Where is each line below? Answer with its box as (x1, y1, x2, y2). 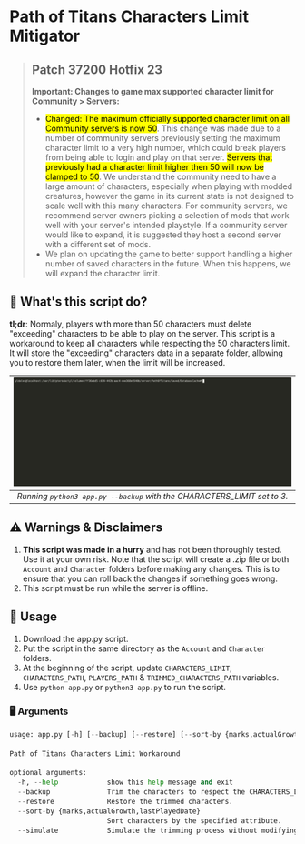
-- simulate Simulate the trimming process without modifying (17, 826, 299, 835)
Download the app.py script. (22, 633, 129, 644)
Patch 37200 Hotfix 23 (31, 62, 163, 77)
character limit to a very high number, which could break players (44, 143, 286, 153)
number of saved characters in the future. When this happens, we (44, 258, 292, 269)
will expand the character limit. (44, 268, 161, 278)
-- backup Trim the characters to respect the (17, 788, 246, 797)
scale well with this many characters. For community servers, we (44, 200, 288, 211)
